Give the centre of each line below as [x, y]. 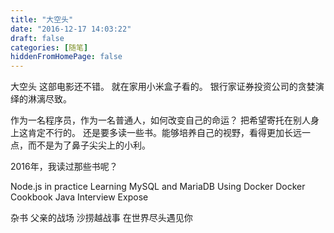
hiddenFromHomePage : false [66, 57]
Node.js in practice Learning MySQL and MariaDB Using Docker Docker [158, 187]
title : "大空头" [42, 19]
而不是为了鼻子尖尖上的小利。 [89, 145]
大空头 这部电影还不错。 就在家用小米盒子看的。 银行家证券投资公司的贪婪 [163, 87]
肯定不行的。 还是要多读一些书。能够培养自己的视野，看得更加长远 [164, 133]
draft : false [37, 38]
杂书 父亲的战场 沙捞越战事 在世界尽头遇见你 [101, 218]
